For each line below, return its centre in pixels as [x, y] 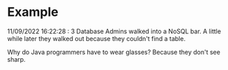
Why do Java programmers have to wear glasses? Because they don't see [114, 52]
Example [33, 12]
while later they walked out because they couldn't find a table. [97, 38]
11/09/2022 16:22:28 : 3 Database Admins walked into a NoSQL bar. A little [114, 31]
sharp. [16, 59]
